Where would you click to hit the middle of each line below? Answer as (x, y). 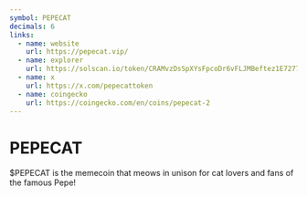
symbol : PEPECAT (40, 18)
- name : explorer (51, 60)
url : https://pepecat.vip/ (77, 52)
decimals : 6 (32, 26)
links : (22, 35)
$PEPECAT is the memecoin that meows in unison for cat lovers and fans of (152, 173)
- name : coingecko (53, 94)
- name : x (36, 78)
